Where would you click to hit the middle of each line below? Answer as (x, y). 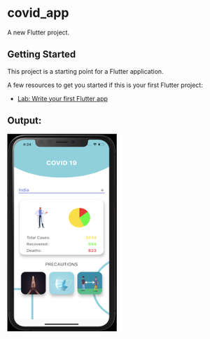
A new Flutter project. (38, 32)
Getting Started (42, 54)
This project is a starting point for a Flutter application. (85, 71)
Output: (24, 121)
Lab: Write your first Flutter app (63, 98)
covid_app (38, 13)
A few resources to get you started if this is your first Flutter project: (105, 85)
